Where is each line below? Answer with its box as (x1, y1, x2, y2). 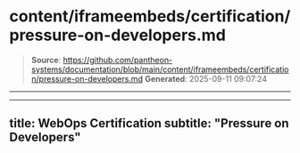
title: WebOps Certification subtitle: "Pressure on (9, 116, 289, 131)
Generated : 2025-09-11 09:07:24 (144, 73, 268, 84)
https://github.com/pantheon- (62, 54, 173, 65)
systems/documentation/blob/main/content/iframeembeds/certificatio (30, 64, 289, 75)
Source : (30, 54, 62, 65)
